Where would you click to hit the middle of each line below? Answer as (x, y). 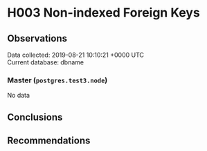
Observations (37, 38)
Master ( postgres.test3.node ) (57, 80)
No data (18, 96)
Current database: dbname (46, 62)
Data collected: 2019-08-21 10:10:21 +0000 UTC (75, 55)
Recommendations (49, 141)
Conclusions (35, 117)
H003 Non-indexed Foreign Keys (104, 13)
